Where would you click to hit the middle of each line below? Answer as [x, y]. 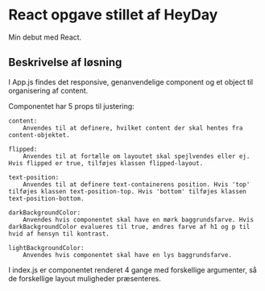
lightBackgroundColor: [46, 247]
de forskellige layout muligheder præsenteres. [85, 278]
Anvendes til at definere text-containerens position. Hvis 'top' [137, 184]
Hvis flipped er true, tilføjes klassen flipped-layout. [106, 163]
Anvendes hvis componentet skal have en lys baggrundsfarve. [127, 255]
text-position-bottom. [46, 198]
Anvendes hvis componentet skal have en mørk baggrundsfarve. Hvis [138, 219]
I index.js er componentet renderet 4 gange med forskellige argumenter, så [133, 270]
